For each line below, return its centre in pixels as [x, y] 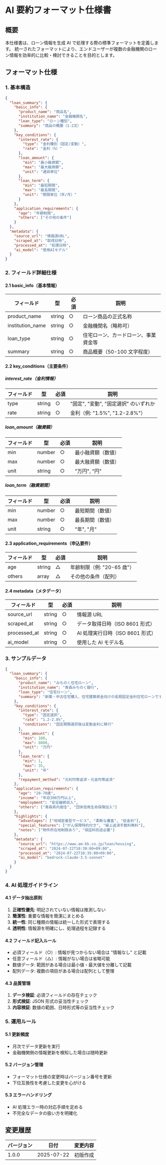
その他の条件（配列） [95, 577]
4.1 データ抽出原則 [24, 898]
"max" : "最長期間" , [41, 190]
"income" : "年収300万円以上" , [47, 798]
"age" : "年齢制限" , [37, 213]
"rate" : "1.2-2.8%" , [44, 720]
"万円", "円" [88, 471]
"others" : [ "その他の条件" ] [45, 218]
